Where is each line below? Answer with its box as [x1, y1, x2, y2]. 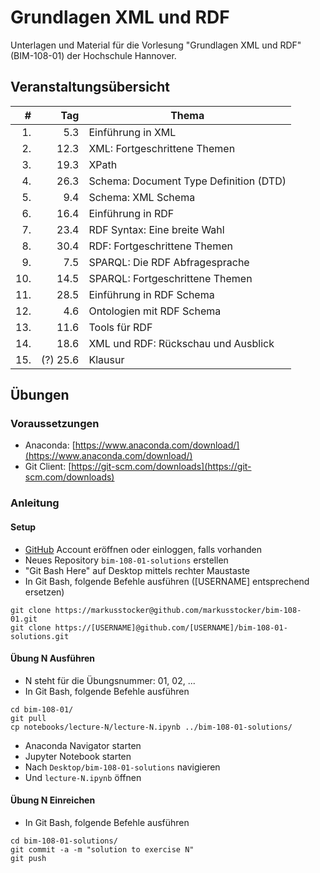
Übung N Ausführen [10, 652, 96, 665]
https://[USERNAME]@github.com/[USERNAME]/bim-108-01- [54, 622, 288, 633]
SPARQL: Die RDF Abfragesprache [88, 255, 250, 269]
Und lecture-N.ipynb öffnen [24, 771, 142, 783]
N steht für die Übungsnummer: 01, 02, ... [24, 674, 196, 686]
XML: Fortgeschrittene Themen [88, 141, 236, 155]
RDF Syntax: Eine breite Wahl [88, 222, 225, 236]
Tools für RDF [88, 320, 153, 334]
